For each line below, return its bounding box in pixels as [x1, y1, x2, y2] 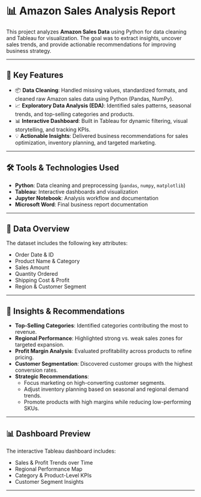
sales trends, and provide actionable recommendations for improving [6, 41, 176, 48]
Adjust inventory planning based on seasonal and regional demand [23, 385, 188, 393]
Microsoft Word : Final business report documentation [14, 201, 148, 208]
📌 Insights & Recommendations [6, 306, 125, 316]
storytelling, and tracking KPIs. [14, 126, 91, 133]
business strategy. [6, 47, 52, 54]
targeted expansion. [14, 341, 65, 348]
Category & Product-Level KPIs [14, 472, 92, 479]
